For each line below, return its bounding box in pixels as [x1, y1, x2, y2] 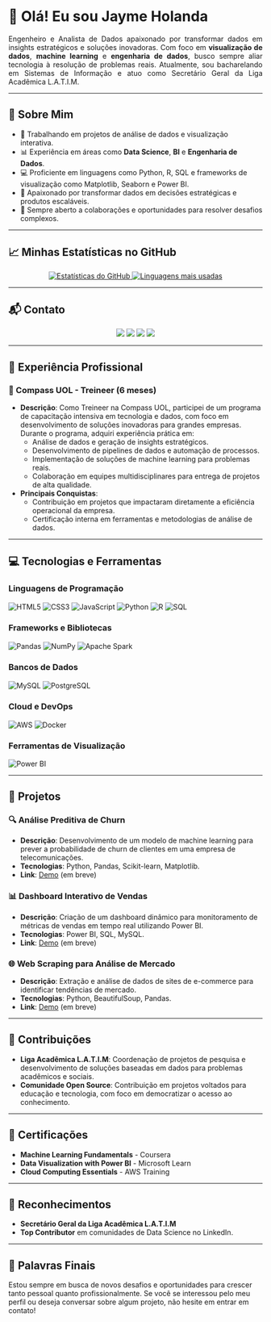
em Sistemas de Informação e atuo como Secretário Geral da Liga [8, 68, 263, 77]
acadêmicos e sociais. [19, 1071, 94, 1081]
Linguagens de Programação [8, 583, 124, 594]
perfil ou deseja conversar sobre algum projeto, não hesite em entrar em [8, 1297, 249, 1307]
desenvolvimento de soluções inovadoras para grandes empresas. [19, 420, 242, 430]
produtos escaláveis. [19, 196, 90, 206]
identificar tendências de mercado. [19, 985, 137, 994]
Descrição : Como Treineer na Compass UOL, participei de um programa [19, 403, 261, 412]
